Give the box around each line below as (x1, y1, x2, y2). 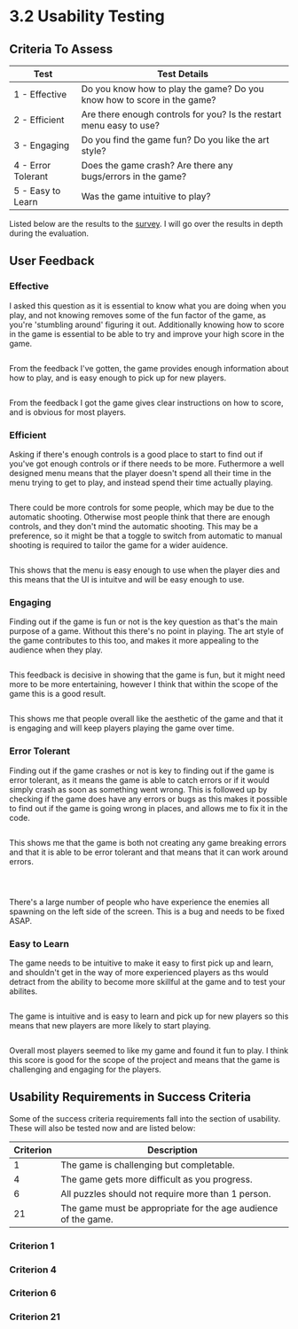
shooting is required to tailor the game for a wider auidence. (9, 539, 229, 551)
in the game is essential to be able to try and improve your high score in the (9, 328, 285, 339)
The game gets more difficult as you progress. (60, 1173, 253, 1185)
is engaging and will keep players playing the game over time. (9, 723, 235, 733)
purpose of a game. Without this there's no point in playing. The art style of (9, 626, 284, 637)
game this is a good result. (9, 689, 106, 700)
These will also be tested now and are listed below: (9, 1122, 196, 1133)
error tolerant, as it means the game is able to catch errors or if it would (9, 774, 271, 786)
